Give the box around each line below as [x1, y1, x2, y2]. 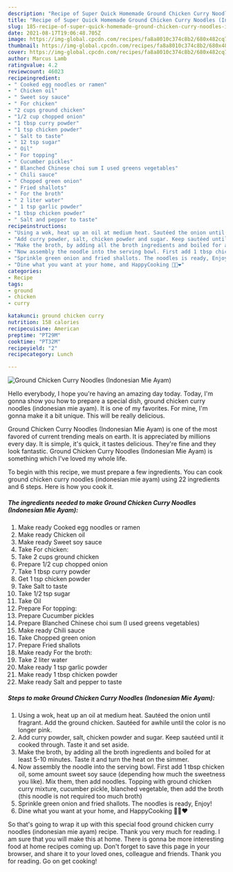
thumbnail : [8, 42, 39, 49]
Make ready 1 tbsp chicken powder [17, 670, 118, 679]
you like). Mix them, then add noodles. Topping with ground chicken [17, 777, 212, 786]
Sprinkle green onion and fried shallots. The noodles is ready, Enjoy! [17, 799, 213, 808]
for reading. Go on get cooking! [8, 857, 97, 866]
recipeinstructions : [8, 222, 68, 229]
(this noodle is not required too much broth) [17, 792, 142, 801]
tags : [8, 281, 24, 287]
